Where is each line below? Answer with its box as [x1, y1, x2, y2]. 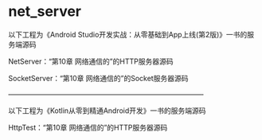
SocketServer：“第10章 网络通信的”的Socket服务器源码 [8, 73, 189, 83]
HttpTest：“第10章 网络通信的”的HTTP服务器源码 [8, 122, 168, 132]
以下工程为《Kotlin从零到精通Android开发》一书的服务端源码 [8, 106, 206, 115]
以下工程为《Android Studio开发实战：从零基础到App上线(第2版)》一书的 [8, 29, 248, 39]
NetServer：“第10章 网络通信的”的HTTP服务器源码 [8, 56, 174, 66]
